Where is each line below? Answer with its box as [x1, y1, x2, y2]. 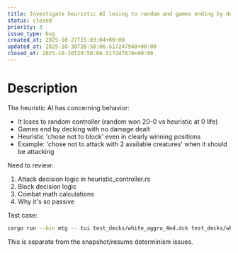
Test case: [7, 211, 38, 219]
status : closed [7, 17, 52, 24]
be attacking [17, 147, 55, 155]
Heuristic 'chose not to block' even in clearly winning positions [17, 132, 201, 141]
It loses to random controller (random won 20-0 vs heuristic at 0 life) [17, 117, 218, 126]
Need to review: [7, 160, 54, 170]
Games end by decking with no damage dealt [17, 124, 150, 133]
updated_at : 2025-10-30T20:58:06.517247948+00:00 [7, 43, 157, 50]
